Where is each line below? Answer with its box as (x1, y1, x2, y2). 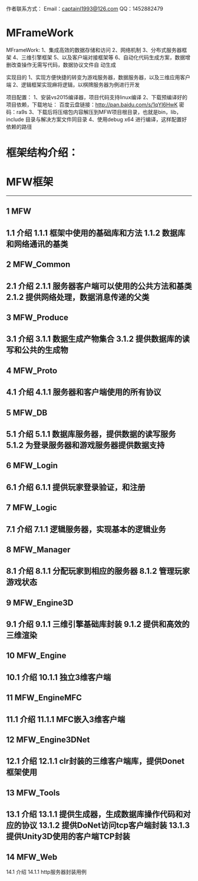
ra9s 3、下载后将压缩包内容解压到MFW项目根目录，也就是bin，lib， (16, 108, 182, 115)
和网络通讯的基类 (6, 239, 68, 249)
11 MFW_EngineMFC (6, 693, 82, 703)
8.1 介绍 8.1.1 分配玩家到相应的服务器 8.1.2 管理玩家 (6, 566, 190, 576)
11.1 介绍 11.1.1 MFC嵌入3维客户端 (6, 714, 126, 725)
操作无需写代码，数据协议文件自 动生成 (21, 61, 116, 68)
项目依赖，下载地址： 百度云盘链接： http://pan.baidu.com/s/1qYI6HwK (6, 101, 178, 108)
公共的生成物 (21, 345, 68, 355)
